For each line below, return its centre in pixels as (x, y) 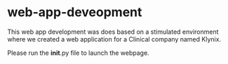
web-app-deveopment (75, 12)
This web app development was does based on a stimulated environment (113, 32)
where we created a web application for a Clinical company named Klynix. (114, 39)
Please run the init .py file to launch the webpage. (78, 53)
